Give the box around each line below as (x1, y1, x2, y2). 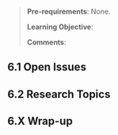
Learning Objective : (26, 22, 93, 31)
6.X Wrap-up (7, 114, 73, 128)
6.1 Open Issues (7, 60, 86, 74)
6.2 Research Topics (7, 87, 111, 101)
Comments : (26, 37, 67, 47)
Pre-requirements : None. (26, 7, 111, 16)
